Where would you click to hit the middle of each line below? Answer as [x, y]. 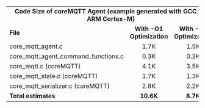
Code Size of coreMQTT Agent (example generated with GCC [106, 11]
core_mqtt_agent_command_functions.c [67, 56]
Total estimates [32, 96]
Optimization [149, 36]
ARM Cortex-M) [111, 19]
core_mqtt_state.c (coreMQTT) [54, 76]
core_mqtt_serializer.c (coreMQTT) [59, 86]
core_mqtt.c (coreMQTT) [45, 66]
